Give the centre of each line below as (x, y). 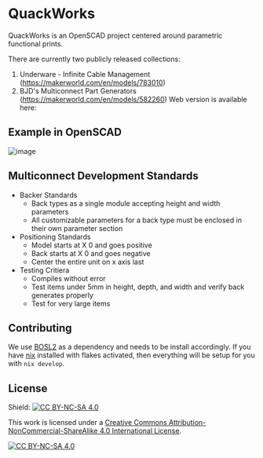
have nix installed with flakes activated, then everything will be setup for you (131, 355)
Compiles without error (68, 278)
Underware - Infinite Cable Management (85, 74)
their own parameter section (77, 228)
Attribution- (187, 423)
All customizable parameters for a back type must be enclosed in (136, 220)
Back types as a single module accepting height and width (126, 203)
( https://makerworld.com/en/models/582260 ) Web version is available (133, 99)
